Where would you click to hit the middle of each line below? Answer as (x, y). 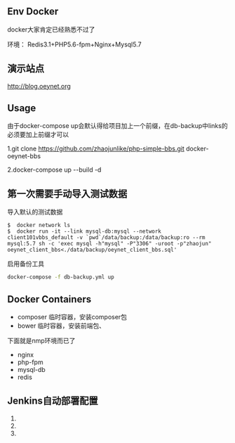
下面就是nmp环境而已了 (41, 340)
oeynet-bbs (24, 156)
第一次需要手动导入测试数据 (67, 194)
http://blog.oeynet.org (39, 86)
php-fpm (30, 362)
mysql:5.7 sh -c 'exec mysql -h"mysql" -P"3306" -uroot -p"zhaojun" (109, 244)
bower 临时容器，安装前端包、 (61, 326)
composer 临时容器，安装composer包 (72, 316)
